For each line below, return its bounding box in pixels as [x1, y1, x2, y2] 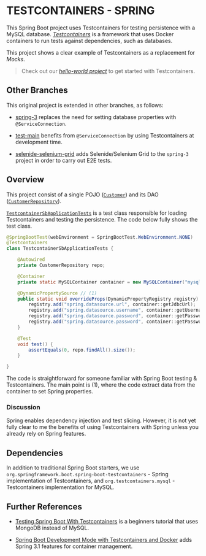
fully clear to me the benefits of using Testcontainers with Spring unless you [6, 423, 199, 431]
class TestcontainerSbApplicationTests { [6, 245, 114, 252]
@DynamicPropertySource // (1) [17, 290, 97, 296]
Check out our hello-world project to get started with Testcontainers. [21, 67, 195, 74]
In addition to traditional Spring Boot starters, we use [6, 464, 140, 471]
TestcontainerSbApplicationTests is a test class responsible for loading [6, 209, 187, 217]
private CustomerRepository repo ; [17, 262, 105, 269]
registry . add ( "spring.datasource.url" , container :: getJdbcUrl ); [28, 301, 196, 307]
